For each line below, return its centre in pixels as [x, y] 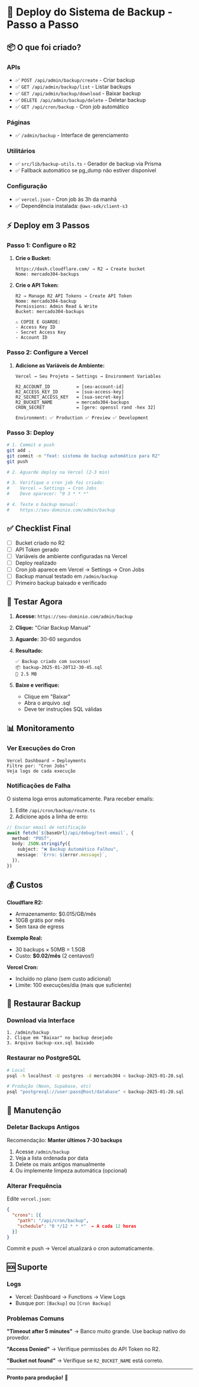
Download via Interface [41, 1020]
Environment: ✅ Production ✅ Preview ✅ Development [82, 418]
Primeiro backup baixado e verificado [61, 582]
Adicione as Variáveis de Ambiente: [60, 365]
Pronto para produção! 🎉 [37, 1378]
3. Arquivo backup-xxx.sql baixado [50, 1043]
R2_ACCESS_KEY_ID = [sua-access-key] [70, 392]
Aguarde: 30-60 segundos [48, 639]
